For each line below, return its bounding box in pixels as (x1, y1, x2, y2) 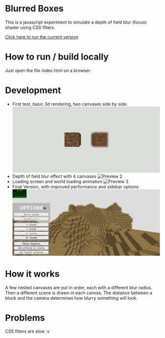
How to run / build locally (5, 51, 109, 62)
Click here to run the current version (5, 34, 79, 40)
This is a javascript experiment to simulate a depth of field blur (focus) (5, 19, 147, 25)
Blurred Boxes (5, 3, 64, 14)
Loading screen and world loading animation (12, 179, 103, 184)
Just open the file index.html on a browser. (5, 67, 92, 73)
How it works (5, 268, 60, 279)
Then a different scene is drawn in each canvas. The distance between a (5, 290, 152, 296)
